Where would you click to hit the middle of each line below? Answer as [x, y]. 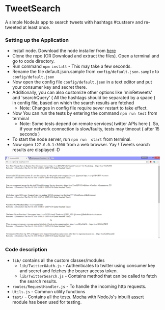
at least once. [37, 27]
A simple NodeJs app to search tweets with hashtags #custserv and [74, 22]
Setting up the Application [37, 40]
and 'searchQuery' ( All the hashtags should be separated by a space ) [84, 98]
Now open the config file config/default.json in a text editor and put [82, 82]
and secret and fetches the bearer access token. [69, 271]
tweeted [14, 27]
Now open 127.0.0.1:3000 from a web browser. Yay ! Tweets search [81, 145]
